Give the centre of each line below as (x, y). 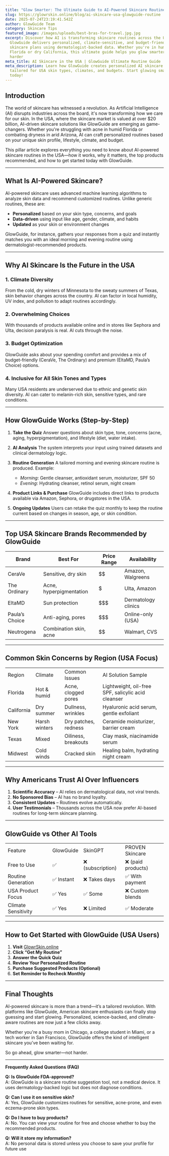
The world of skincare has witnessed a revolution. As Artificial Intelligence (82, 108)
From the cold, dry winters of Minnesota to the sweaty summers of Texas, (82, 290)
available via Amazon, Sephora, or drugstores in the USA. (72, 498)
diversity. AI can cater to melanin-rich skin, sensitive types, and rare (76, 395)
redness (74, 728)
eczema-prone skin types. (32, 1108)
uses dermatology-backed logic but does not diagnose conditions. (74, 1087)
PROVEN (135, 847)
